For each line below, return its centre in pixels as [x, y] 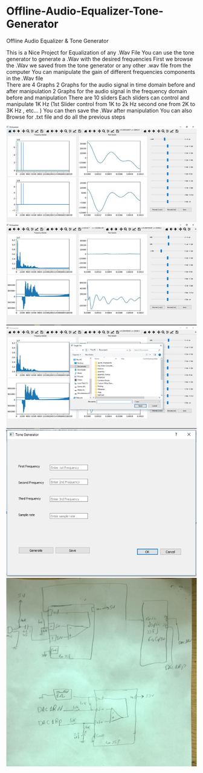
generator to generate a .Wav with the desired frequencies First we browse [100, 59]
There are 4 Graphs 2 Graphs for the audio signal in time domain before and [101, 85]
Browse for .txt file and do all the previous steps [66, 117]
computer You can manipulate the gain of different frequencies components [101, 71]
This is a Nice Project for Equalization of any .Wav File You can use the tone [100, 52]
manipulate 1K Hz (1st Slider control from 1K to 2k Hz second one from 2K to [101, 104]
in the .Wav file [25, 78]
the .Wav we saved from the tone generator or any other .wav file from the [99, 65]
